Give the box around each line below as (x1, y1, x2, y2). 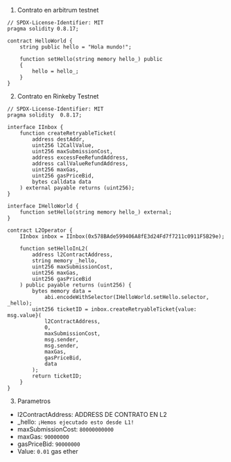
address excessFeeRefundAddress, (32, 154, 129, 161)
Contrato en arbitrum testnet (17, 6, 99, 14)
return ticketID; (32, 373, 82, 379)
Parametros (17, 397, 51, 405)
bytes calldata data (32, 178, 92, 185)
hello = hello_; (32, 68, 79, 75)
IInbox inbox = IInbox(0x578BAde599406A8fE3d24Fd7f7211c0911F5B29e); (19, 233, 225, 240)
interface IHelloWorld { (7, 203, 79, 209)
